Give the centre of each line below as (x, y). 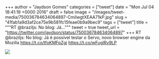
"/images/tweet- (108, 12)
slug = (121, 17)
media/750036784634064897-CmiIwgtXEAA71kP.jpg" (59, 17)
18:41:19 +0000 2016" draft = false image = (48, 12)
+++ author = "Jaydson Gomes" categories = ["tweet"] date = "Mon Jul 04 (79, 7)
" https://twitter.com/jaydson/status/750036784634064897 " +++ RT (73, 32)
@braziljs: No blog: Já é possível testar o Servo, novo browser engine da (78, 37)
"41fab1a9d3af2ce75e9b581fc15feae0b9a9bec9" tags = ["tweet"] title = (77, 22)
